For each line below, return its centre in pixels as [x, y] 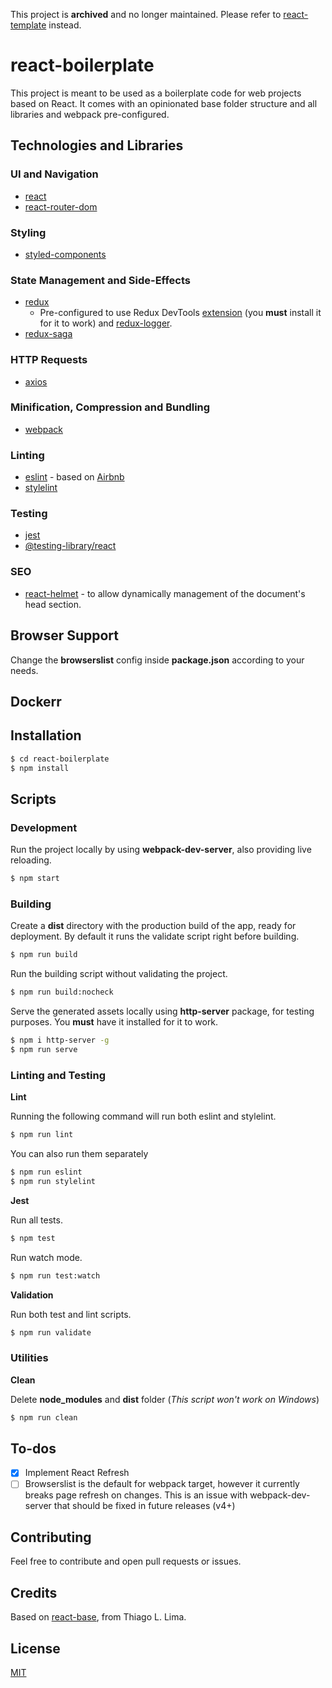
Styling [28, 232]
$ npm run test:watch [55, 1275]
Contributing [51, 1537]
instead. [65, 25]
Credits [34, 1592]
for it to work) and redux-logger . [106, 323]
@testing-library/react [70, 546]
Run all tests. [36, 1220]
